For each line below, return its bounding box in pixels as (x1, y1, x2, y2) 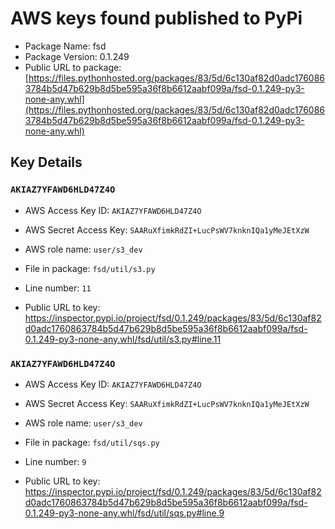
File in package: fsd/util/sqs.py (24, 436, 160, 448)
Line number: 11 (24, 282, 92, 294)
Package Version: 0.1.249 (24, 50, 130, 62)
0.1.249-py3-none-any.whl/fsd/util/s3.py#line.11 (24, 333, 222, 345)
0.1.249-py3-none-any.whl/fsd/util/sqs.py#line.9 (24, 507, 225, 519)
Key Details (10, 154, 83, 171)
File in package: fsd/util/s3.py (24, 262, 156, 274)
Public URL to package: (24, 61, 122, 73)
